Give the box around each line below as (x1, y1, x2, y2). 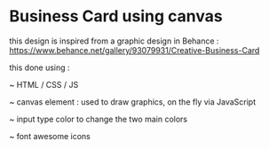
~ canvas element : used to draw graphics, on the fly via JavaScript (9, 96, 256, 107)
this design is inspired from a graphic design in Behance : (9, 35, 219, 46)
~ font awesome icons (9, 130, 91, 141)
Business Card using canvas (9, 6, 224, 27)
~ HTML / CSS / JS (9, 79, 79, 90)
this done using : (9, 62, 70, 73)
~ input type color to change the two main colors (9, 114, 188, 124)
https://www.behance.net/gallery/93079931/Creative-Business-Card (9, 44, 260, 55)
